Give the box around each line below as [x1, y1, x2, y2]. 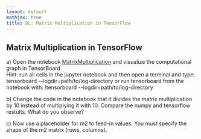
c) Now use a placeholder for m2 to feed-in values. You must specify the [6, 120, 187, 127]
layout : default [6, 8, 47, 15]
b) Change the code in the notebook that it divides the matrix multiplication [6, 96, 193, 103]
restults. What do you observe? [6, 108, 85, 116]
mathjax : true [6, 14, 42, 20]
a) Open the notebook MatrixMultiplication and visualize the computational [6, 58, 192, 66]
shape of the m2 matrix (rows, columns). [6, 126, 107, 134]
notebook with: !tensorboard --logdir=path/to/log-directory [6, 84, 153, 91]
